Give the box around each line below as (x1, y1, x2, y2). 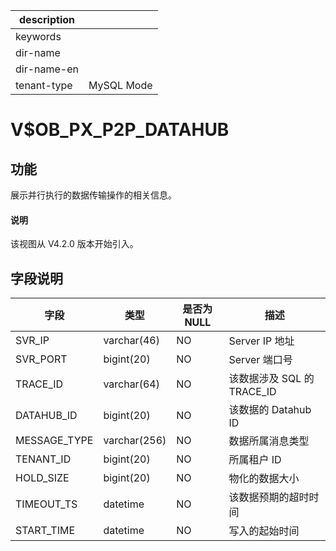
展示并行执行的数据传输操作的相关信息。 (10, 189, 177, 201)
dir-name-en (15, 62, 80, 76)
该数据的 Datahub (228, 403, 312, 417)
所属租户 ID (228, 453, 282, 467)
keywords (15, 30, 62, 43)
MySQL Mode (88, 79, 153, 92)
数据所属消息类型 (228, 434, 310, 448)
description (19, 13, 75, 26)
